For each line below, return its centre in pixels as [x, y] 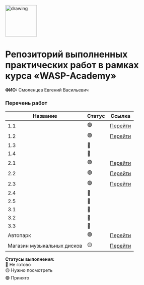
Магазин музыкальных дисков [45, 246]
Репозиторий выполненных [66, 54]
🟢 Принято [17, 278]
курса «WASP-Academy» [61, 76]
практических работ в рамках [72, 65]
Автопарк [19, 235]
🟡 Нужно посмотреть [29, 270]
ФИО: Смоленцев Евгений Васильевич [47, 90]
